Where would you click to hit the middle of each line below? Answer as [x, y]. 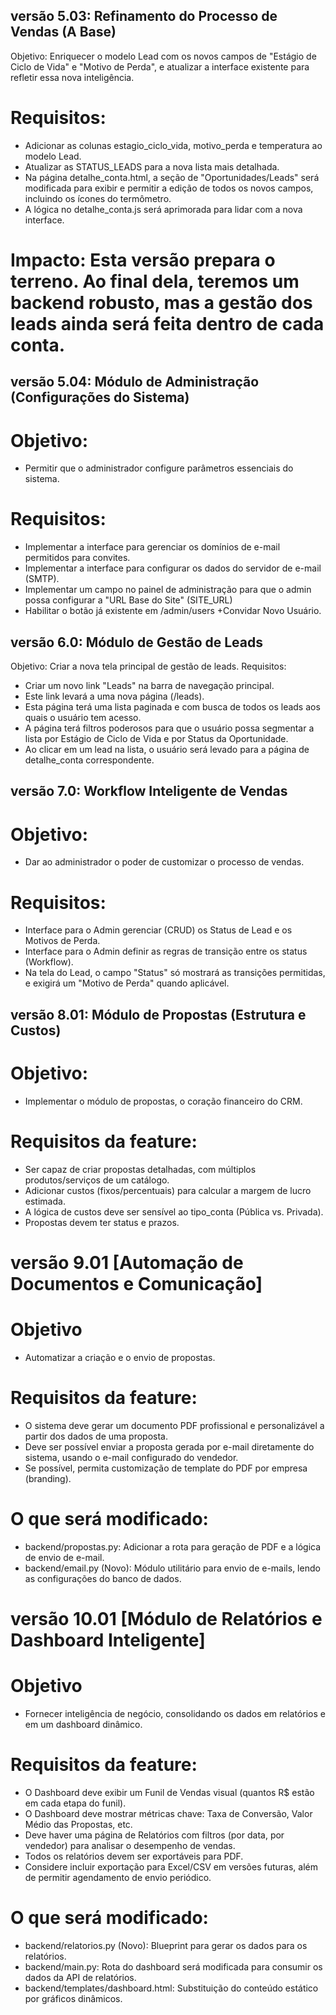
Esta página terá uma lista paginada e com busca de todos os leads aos [172, 707]
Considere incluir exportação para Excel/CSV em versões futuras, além [171, 1866]
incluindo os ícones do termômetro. [98, 198]
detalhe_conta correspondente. [89, 760]
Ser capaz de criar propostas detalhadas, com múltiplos [140, 1169]
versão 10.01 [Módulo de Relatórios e [166, 1618]
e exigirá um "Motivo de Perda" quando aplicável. [127, 983]
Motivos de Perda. [62, 941]
